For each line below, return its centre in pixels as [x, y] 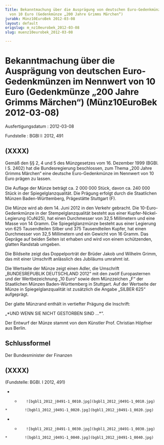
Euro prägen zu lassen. [28, 178]
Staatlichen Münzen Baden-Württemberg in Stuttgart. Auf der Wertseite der [81, 284]
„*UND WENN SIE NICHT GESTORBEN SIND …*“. [54, 313]
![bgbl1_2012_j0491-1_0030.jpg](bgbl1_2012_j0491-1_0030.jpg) [91, 429]
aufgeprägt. [17, 294]
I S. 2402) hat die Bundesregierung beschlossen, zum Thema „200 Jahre [79, 168]
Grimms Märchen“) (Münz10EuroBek [81, 102]
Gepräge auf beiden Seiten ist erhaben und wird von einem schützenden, [79, 239]
